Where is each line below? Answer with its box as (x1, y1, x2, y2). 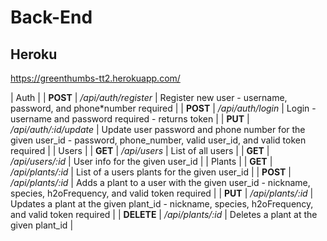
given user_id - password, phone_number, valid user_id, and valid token (10, 134, 307, 146)
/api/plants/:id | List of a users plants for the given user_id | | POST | (10, 166, 292, 178)
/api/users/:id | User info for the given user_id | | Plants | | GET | (10, 156, 273, 167)
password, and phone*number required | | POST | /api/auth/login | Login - (10, 102, 317, 114)
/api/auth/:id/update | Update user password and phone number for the (10, 124, 306, 135)
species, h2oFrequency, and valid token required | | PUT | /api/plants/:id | (10, 187, 314, 199)
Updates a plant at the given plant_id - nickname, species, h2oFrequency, (10, 198, 314, 210)
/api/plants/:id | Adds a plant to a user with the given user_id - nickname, (10, 177, 311, 188)
